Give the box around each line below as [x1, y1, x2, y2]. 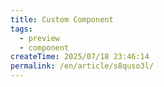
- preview [19, 33, 60, 43]
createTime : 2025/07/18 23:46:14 [10, 52, 150, 62]
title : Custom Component [10, 14, 114, 25]
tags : [10, 24, 33, 34]
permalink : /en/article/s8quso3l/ [10, 61, 155, 71]
